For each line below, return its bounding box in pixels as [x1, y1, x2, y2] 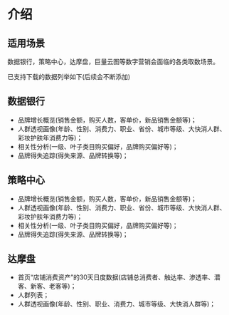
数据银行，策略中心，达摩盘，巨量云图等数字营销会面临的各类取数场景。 [7, 58, 219, 66]
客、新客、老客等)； [17, 282, 77, 291]
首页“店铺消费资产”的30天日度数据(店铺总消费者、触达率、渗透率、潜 [17, 273, 220, 282]
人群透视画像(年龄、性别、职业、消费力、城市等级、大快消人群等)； [17, 300, 216, 309]
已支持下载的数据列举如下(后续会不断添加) [7, 73, 131, 81]
